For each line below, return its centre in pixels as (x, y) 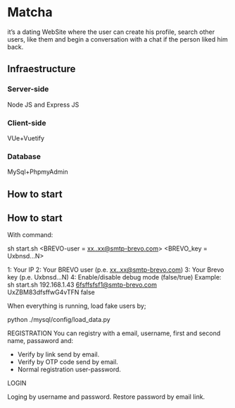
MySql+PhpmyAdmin (38, 172)
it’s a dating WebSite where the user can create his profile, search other (111, 32)
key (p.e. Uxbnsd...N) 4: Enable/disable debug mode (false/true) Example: (114, 277)
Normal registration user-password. (69, 370)
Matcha (30, 12)
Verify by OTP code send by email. (68, 362)
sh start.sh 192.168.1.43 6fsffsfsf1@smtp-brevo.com (82, 285)
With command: (30, 235)
